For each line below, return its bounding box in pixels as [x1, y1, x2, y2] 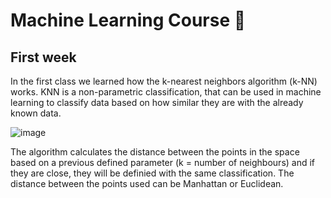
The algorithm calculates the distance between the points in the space [10, 146, 300, 158]
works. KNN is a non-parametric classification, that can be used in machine [10, 86, 322, 98]
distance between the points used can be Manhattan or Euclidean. [10, 178, 284, 189]
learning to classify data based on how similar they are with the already [10, 97, 304, 108]
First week [10, 49, 77, 66]
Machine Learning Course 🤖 [10, 9, 247, 32]
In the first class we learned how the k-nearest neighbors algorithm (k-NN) [10, 75, 318, 87]
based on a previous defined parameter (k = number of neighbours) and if [10, 157, 316, 168]
